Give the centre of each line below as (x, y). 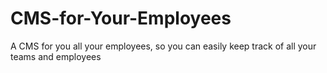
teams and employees (56, 56)
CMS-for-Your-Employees (121, 18)
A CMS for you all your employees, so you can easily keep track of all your (163, 46)
